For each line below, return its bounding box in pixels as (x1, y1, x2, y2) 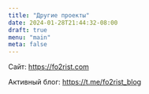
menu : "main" (8, 33, 51, 42)
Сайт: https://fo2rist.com (8, 62, 89, 71)
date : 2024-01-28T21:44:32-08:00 (8, 19, 118, 27)
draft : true (8, 26, 47, 34)
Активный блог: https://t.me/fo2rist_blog (8, 78, 142, 87)
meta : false (8, 41, 47, 49)
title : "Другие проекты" (8, 11, 90, 20)
